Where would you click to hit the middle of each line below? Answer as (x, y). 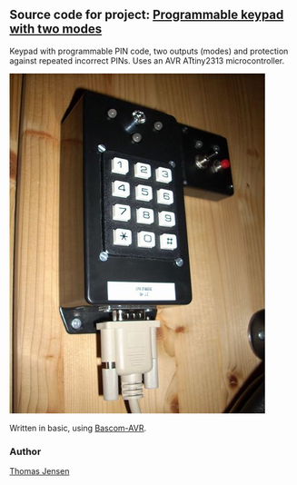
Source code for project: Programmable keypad (147, 15)
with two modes (56, 30)
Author (25, 451)
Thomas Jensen (40, 471)
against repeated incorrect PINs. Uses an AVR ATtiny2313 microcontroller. (147, 60)
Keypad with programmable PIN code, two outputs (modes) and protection (149, 51)
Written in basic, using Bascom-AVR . (78, 428)
